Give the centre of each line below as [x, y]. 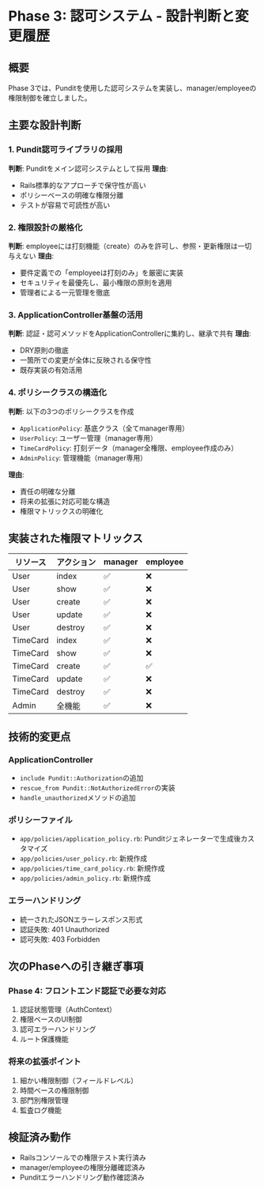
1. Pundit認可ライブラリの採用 [66, 149]
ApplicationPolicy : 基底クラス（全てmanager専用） [104, 428]
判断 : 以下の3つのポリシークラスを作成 [71, 411]
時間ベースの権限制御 [54, 1090]
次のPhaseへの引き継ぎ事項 [76, 967]
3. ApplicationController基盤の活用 [76, 314]
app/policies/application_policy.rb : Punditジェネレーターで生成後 [130, 839]
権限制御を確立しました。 [50, 98]
